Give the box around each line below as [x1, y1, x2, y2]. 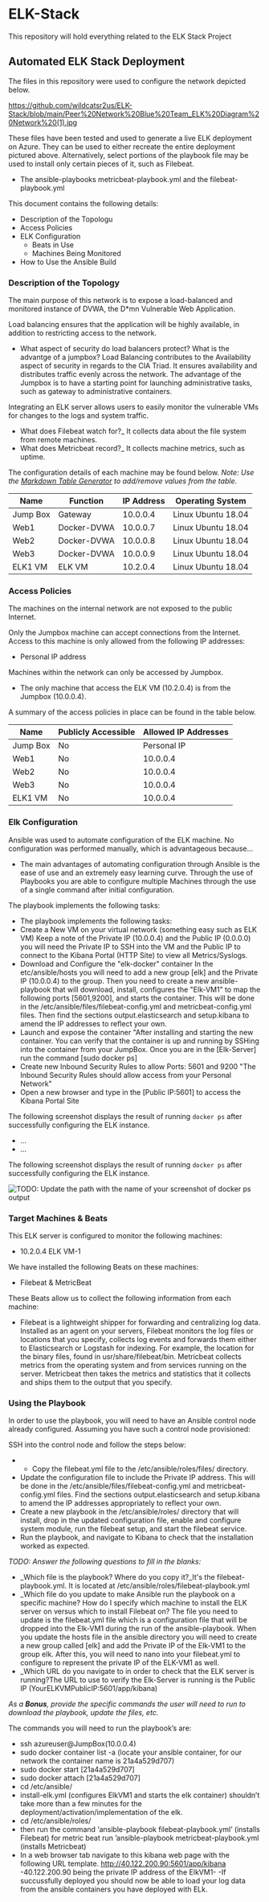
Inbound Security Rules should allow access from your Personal [19, 1070, 231, 1079]
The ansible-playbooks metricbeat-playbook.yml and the [19, 174, 209, 184]
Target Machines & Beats [8, 1212, 108, 1224]
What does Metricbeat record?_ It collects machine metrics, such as [19, 444, 245, 454]
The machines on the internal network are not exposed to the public [8, 603, 233, 613]
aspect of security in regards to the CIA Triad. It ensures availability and [19, 361, 258, 371]
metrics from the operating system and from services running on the [19, 1360, 247, 1370]
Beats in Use [31, 239, 75, 250]
